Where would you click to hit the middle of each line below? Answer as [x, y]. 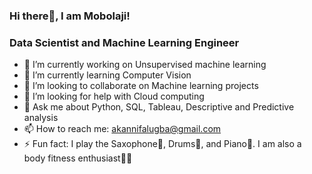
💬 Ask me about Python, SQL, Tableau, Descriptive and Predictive [159, 107]
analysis [41, 118]
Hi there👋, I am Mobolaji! [70, 16]
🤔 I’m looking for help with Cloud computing [114, 96]
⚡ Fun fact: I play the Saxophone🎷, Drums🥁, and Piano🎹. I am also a [162, 144]
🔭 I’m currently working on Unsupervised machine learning [145, 65]
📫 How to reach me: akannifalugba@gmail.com [122, 129]
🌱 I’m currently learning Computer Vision [107, 75]
